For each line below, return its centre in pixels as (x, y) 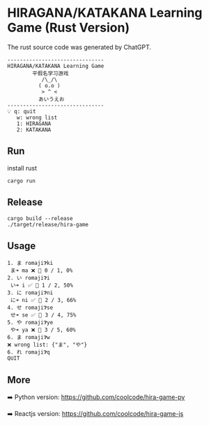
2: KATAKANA (34, 130)
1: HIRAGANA (34, 124)
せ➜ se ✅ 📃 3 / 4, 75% (43, 315)
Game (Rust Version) (69, 28)
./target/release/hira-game (48, 224)
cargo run (22, 181)
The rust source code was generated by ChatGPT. (79, 47)
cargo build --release (40, 218)
